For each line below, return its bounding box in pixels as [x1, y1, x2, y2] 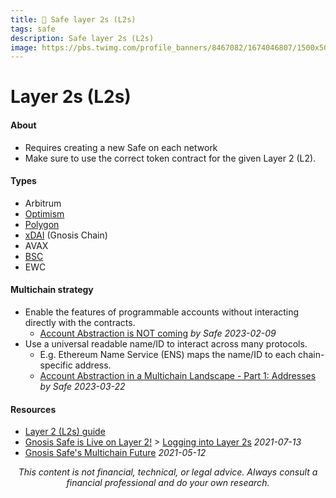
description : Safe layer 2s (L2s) [10, 33, 155, 43]
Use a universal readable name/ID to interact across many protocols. [24, 338, 308, 350]
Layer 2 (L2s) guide [24, 426, 106, 438]
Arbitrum [24, 197, 62, 209]
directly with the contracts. [24, 317, 136, 329]
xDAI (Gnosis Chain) [24, 229, 108, 241]
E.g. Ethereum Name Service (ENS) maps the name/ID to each [39, 349, 297, 361]
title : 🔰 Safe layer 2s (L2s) [10, 14, 137, 25]
